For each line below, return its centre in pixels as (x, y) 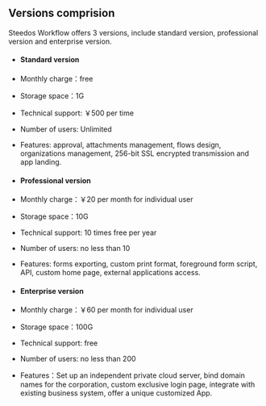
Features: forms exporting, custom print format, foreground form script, (139, 264)
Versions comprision (62, 13)
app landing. (41, 162)
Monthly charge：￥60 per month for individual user (106, 310)
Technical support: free (59, 343)
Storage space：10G (54, 216)
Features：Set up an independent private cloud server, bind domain (133, 375)
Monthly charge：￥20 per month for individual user (106, 199)
